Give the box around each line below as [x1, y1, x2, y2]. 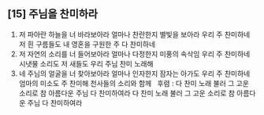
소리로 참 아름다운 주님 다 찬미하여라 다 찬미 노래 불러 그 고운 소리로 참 [18, 88, 236, 98]
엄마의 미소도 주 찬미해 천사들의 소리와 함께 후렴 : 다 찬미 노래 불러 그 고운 [18, 78, 250, 88]
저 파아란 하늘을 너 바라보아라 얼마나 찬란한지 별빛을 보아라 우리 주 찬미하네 [18, 30, 251, 39]
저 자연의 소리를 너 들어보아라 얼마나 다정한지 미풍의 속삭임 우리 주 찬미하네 [18, 49, 251, 59]
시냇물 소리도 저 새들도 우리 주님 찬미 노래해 [18, 59, 154, 68]
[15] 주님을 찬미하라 [7, 7, 99, 21]
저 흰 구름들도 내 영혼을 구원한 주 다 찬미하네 [18, 39, 156, 49]
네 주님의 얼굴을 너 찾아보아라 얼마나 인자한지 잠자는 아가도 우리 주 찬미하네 [18, 69, 251, 78]
